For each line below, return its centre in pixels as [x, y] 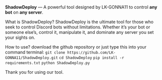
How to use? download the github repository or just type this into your [76, 47]
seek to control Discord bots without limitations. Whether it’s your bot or [78, 27]
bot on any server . [24, 12]
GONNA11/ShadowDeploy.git [31, 58]
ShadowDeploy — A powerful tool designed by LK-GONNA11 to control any [81, 7]
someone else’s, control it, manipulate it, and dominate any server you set [80, 32]
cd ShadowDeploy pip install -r [91, 58]
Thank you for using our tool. [34, 72]
